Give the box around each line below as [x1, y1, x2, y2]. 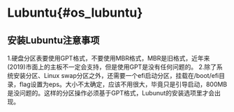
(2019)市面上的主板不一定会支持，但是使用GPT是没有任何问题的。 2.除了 [7, 63, 217, 71]
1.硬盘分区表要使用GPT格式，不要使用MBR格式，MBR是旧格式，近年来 [7, 54, 210, 62]
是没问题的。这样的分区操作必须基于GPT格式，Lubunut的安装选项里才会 [7, 89, 215, 97]
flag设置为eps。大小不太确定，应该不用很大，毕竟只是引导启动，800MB [19, 80, 228, 88]
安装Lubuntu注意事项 [7, 34, 100, 46]
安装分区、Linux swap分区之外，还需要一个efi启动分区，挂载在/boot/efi [13, 72, 219, 79]
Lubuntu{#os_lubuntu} [7, 5, 143, 21]
